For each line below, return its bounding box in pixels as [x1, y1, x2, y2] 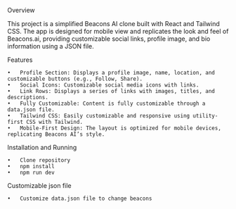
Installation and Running [7, 144, 77, 151]
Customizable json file [7, 182, 72, 189]
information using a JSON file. [7, 42, 94, 50]
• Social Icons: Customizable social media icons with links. [7, 82, 199, 89]
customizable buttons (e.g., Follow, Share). [7, 75, 143, 82]
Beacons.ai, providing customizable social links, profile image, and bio [7, 34, 211, 43]
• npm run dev [7, 169, 55, 176]
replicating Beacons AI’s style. [7, 131, 105, 138]
